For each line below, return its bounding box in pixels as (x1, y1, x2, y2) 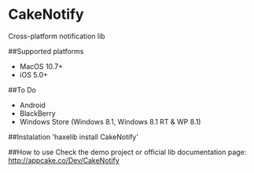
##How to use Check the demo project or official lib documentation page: (8, 147, 247, 157)
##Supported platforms (8, 46, 84, 56)
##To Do (8, 85, 37, 95)
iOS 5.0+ (19, 70, 49, 79)
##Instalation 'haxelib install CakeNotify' (8, 132, 139, 142)
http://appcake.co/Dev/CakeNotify (8, 155, 120, 165)
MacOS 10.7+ (19, 61, 64, 71)
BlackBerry (19, 108, 57, 118)
